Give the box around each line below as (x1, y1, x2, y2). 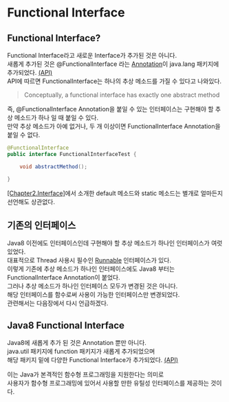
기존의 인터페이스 (7, 219, 76, 231)
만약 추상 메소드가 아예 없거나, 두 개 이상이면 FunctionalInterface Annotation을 (7, 122, 221, 130)
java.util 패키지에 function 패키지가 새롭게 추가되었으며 (7, 347, 155, 355)
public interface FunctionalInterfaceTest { (7, 150, 137, 157)
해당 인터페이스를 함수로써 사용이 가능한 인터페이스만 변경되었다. (7, 291, 180, 299)
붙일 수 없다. (7, 131, 41, 139)
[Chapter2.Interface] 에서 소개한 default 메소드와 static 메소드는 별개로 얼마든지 (7, 189, 223, 197)
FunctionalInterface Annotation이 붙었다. (7, 273, 120, 282)
